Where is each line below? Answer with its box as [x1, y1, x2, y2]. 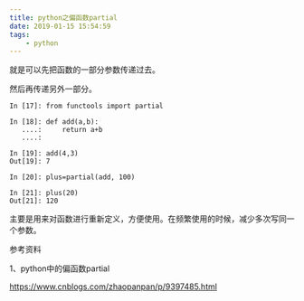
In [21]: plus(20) [9, 189, 79, 198]
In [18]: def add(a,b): [9, 118, 100, 127]
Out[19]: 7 [9, 157, 51, 166]
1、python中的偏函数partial [9, 263, 110, 274]
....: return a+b [21, 126, 103, 135]
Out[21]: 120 [9, 196, 59, 206]
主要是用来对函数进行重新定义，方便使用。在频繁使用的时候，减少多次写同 [9, 213, 287, 224]
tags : [9, 30, 30, 39]
